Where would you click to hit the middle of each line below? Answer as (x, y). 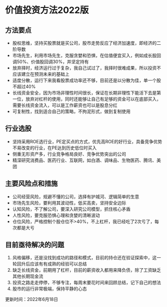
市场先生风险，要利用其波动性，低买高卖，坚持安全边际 (69, 203)
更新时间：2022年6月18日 (32, 300)
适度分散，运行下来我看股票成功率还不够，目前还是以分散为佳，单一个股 (86, 80)
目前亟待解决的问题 (35, 245)
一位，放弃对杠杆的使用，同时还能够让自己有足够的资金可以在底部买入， (86, 99)
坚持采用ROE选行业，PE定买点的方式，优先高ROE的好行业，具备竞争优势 (87, 141)
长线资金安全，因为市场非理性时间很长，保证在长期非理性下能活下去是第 (86, 93)
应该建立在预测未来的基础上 (41, 74)
